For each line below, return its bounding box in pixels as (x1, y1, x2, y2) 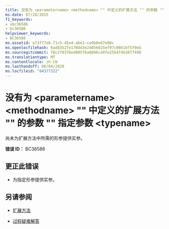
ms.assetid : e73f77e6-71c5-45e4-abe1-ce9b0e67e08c (5, 41, 114, 46)
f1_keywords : (5, 17, 33, 22)
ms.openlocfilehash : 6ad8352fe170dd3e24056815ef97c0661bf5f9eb (5, 45, 142, 50)
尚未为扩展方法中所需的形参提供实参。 (5, 135, 85, 141)
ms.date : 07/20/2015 (5, 12, 49, 17)
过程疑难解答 (12, 218, 39, 224)
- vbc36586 (5, 21, 28, 27)
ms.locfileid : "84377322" (5, 69, 60, 74)
